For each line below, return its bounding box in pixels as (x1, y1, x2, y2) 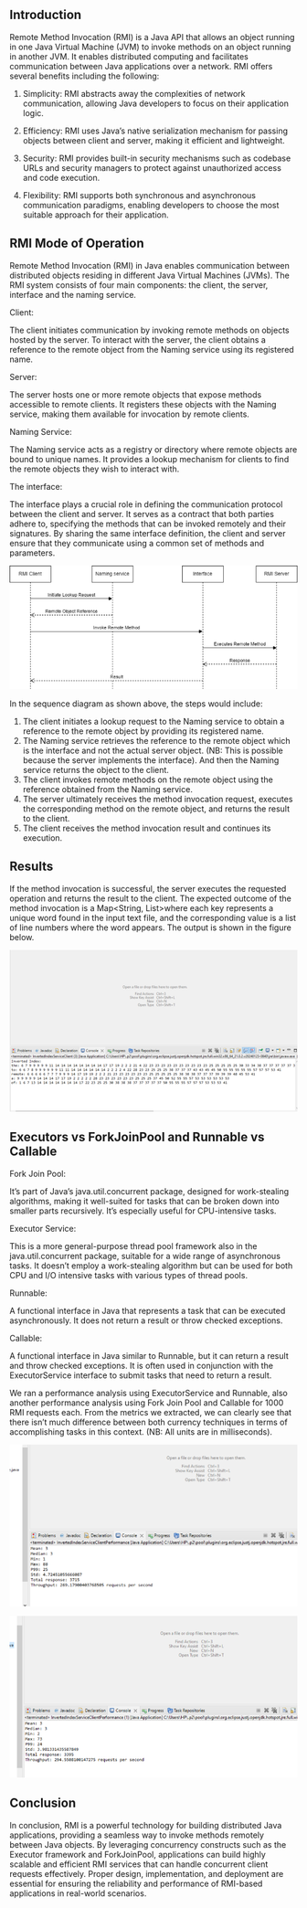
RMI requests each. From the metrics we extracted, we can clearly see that (9, 1406, 292, 1417)
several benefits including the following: (9, 70, 160, 81)
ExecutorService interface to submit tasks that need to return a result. (9, 1370, 272, 1381)
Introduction (9, 7, 82, 23)
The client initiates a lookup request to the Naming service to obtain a (22, 716, 285, 727)
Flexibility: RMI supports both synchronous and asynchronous (22, 189, 256, 200)
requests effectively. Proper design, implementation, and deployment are (9, 1868, 284, 1879)
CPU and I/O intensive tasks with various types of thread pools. (9, 1269, 249, 1280)
